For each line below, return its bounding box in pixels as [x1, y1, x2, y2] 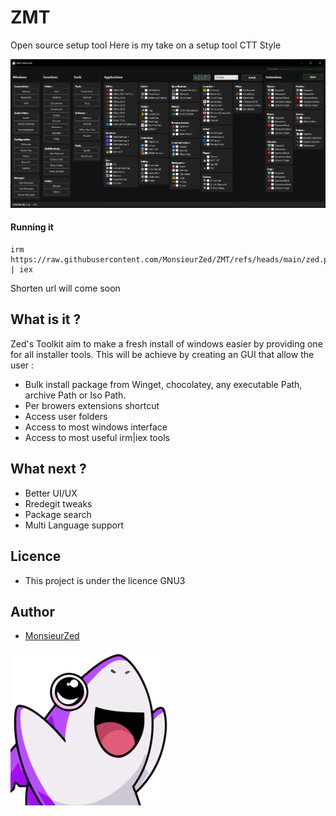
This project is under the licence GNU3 [24, 574, 186, 586]
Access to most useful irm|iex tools [24, 431, 170, 443]
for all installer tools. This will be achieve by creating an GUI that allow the [10, 348, 315, 360]
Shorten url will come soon [10, 282, 121, 295]
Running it [10, 221, 54, 233]
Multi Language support [24, 519, 124, 531]
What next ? [10, 461, 87, 478]
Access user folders [24, 410, 108, 422]
